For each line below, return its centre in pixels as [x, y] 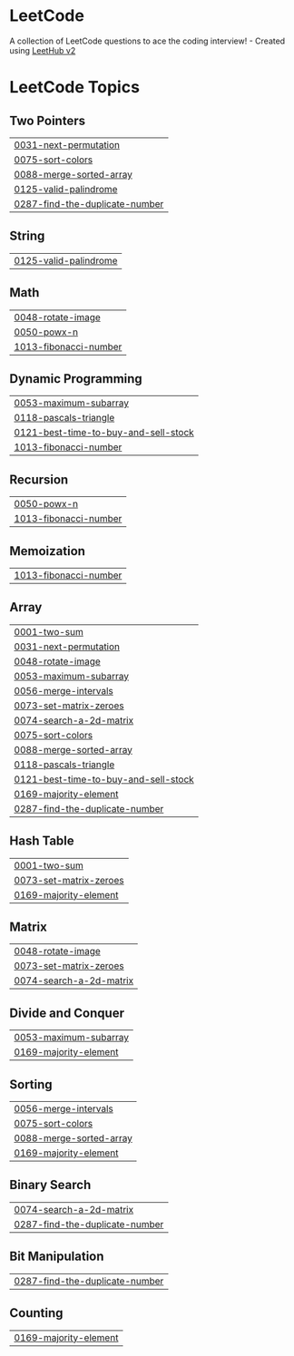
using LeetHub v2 [43, 50]
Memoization [48, 551]
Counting [36, 1313]
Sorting [31, 1084]
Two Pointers [48, 120]
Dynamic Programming [76, 379]
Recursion [39, 479]
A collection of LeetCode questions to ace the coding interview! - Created [147, 41]
